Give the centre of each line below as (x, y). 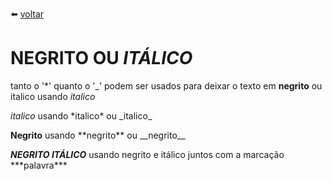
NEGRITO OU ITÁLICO (101, 58)
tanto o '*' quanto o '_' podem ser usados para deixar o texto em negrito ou (166, 85)
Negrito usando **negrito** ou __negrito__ (98, 135)
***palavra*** (39, 165)
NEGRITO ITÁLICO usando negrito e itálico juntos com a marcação (147, 154)
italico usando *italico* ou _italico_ (81, 115)
